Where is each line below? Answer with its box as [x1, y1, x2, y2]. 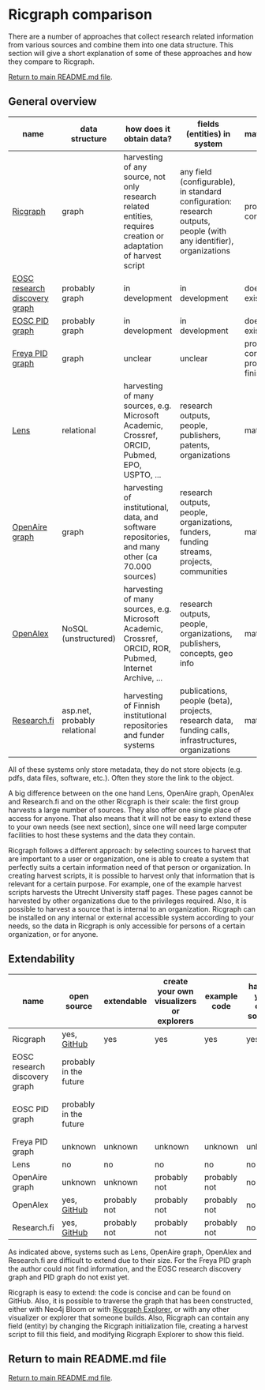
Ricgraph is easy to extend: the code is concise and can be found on [8, 1287, 231, 1297]
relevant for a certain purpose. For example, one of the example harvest [8, 879, 242, 889]
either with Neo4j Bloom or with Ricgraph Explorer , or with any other [8, 1304, 230, 1313]
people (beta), [180, 695, 233, 706]
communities [180, 566, 228, 577]
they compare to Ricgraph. [8, 57, 95, 66]
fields [196, 118, 219, 129]
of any [123, 161, 147, 172]
